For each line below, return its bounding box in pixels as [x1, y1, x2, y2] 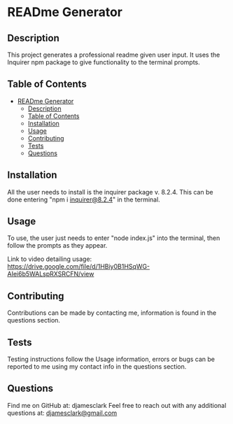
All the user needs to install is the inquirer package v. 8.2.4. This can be [7, 188, 213, 196]
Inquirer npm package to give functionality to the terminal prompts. [7, 58, 201, 66]
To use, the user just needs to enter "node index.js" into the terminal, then [7, 234, 220, 242]
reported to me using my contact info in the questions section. [7, 362, 187, 371]
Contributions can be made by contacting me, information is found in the [7, 309, 217, 317]
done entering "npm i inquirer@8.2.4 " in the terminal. [7, 195, 161, 204]
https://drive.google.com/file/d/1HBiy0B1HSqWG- [7, 262, 150, 271]
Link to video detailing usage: [7, 255, 92, 263]
